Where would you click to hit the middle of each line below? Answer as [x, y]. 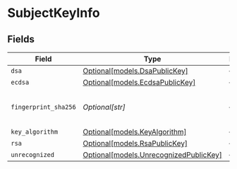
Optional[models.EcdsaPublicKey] [139, 82]
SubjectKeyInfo [54, 13]
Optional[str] [104, 107]
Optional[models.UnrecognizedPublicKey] [152, 155]
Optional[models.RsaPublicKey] [135, 143]
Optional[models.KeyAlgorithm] [135, 132]
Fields [21, 39]
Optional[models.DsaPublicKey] [135, 71]
